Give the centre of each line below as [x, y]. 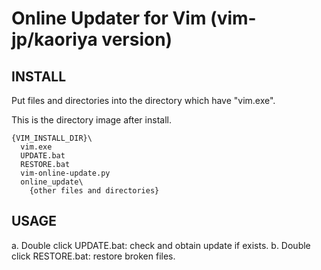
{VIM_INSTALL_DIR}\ [52, 138]
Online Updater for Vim [109, 18]
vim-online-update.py [65, 173]
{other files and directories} [94, 191]
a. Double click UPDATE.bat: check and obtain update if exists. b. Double [161, 245]
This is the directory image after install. [91, 120]
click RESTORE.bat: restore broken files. [93, 256]
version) [137, 39]
